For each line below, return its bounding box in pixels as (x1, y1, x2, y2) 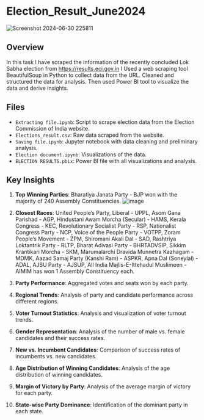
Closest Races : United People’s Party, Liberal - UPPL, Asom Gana (15, 209, 181, 217)
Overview (6, 42, 45, 52)
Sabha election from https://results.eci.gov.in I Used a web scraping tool (6, 65, 188, 72)
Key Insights (6, 175, 55, 185)
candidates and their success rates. (15, 335, 106, 342)
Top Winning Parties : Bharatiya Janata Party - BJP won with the (15, 191, 178, 198)
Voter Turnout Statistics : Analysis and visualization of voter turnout (15, 310, 186, 317)
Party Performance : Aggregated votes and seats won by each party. (15, 280, 189, 287)
